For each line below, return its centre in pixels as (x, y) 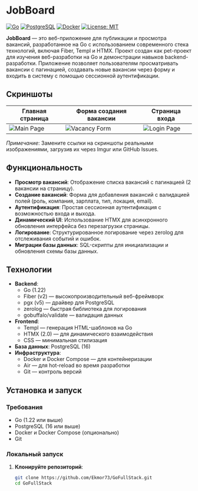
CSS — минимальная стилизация (65, 340)
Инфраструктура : (38, 353)
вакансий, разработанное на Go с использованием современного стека (98, 44)
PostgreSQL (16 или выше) (47, 427)
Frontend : (27, 321)
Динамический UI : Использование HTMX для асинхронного (91, 220)
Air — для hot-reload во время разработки (77, 365)
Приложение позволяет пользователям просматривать (108, 63)
